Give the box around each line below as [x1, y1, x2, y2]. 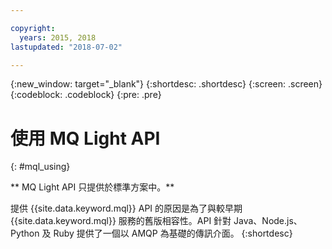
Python [10, 227, 40, 240]
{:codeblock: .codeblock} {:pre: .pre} [10, 89, 162, 101]
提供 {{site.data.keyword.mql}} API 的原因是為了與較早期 [10, 202, 243, 215]
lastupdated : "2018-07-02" [10, 42, 123, 52]
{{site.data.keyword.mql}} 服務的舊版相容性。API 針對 [10, 215, 232, 227]
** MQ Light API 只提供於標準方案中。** [10, 181, 175, 193]
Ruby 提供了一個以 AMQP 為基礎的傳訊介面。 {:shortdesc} [53, 227, 293, 240]
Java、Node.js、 [233, 215, 303, 227]
